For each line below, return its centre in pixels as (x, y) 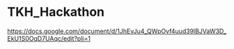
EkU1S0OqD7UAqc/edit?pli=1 (49, 38)
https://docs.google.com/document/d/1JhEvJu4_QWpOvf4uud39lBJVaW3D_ (117, 31)
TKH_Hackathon (56, 12)
